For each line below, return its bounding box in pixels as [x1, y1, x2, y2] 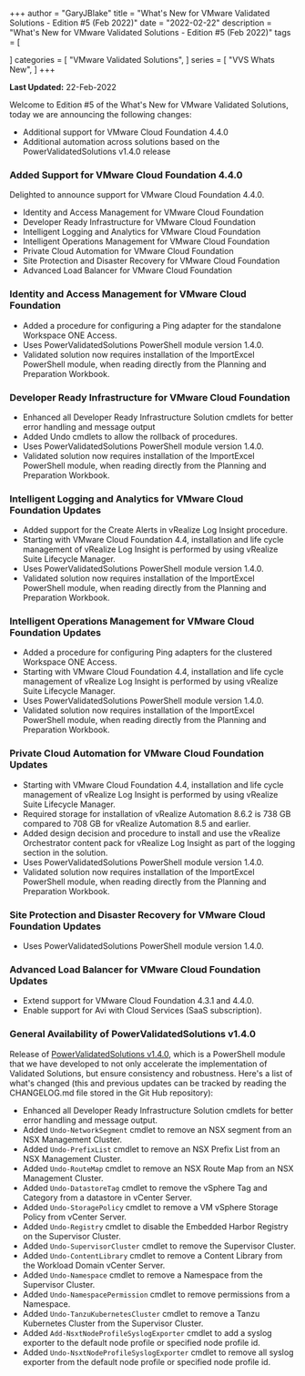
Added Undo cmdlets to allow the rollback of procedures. [22, 431, 239, 442]
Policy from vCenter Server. [22, 1211, 127, 1222]
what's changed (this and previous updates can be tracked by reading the [9, 1077, 287, 1088]
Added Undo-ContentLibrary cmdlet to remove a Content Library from [22, 1249, 283, 1260]
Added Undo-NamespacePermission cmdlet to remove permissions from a [22, 1289, 290, 1300]
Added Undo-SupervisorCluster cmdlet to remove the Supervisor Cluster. [22, 1240, 296, 1251]
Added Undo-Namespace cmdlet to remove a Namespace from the [22, 1269, 263, 1280]
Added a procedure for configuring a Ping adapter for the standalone [22, 320, 282, 331]
